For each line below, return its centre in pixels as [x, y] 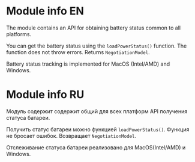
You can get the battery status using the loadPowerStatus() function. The [97, 46]
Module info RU [45, 95]
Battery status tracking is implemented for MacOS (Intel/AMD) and [88, 64]
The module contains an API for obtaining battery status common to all [94, 28]
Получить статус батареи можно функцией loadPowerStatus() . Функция [98, 129]
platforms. [19, 34]
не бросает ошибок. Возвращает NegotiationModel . [71, 136]
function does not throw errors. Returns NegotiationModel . [78, 52]
